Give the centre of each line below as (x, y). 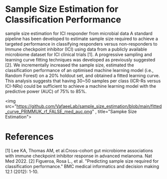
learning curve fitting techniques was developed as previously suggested (80, 60)
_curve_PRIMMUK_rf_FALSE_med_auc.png (49, 111)
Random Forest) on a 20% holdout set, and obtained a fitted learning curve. (83, 75)
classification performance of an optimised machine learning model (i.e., (80, 70)
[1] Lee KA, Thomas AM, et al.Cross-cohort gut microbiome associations (79, 150)
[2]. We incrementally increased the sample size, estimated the (70, 65)
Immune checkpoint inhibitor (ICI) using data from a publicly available (76, 49)
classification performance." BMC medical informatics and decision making (82, 166)
